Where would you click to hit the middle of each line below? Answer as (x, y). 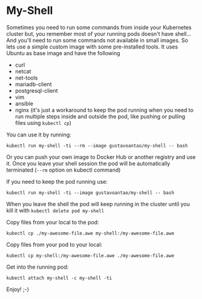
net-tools (26, 78)
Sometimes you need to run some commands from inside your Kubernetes (99, 27)
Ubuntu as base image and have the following (63, 53)
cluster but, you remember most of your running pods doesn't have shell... (99, 33)
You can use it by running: (39, 135)
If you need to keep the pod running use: (57, 181)
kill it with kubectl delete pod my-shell (55, 210)
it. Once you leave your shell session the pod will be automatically (88, 163)
